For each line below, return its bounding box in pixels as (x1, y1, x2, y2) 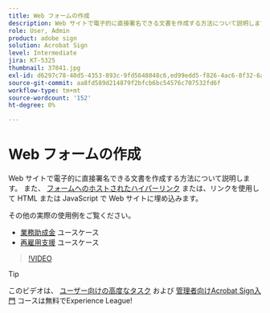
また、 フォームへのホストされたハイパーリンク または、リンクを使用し (23, 184, 260, 193)
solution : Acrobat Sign (8, 42, 88, 50)
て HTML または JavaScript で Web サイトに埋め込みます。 (8, 193, 203, 203)
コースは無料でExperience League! (17, 296, 133, 306)
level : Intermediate (8, 49, 78, 57)
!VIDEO (27, 254, 52, 263)
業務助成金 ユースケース (19, 228, 100, 238)
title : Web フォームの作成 (8, 11, 90, 20)
